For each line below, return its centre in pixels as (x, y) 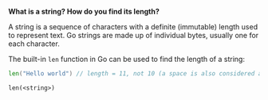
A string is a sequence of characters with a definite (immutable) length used (133, 27)
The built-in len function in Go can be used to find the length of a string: (127, 59)
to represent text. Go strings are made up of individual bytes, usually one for (134, 35)
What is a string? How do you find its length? (84, 12)
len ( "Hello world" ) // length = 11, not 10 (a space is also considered (132, 74)
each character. (34, 44)
